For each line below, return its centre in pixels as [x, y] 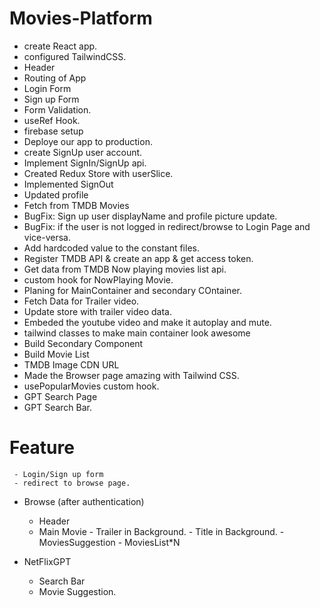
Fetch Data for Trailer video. [81, 301]
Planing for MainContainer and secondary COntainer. [132, 290]
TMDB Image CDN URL [71, 364]
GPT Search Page [60, 396]
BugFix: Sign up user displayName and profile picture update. [150, 216]
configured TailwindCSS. [75, 56]
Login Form [47, 88]
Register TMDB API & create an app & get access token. [138, 258]
